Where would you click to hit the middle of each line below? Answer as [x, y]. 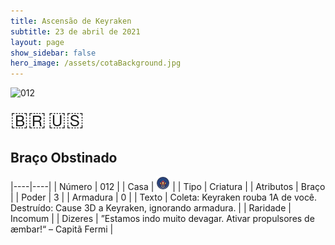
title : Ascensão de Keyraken [71, 21]
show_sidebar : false [53, 53]
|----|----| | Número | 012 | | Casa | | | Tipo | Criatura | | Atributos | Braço [168, 186]
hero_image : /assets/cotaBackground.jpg [96, 63]
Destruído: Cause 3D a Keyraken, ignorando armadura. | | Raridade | [151, 207]
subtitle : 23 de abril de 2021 [75, 31]
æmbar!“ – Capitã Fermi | [62, 229]
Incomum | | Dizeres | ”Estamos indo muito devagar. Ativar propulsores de [162, 218]
